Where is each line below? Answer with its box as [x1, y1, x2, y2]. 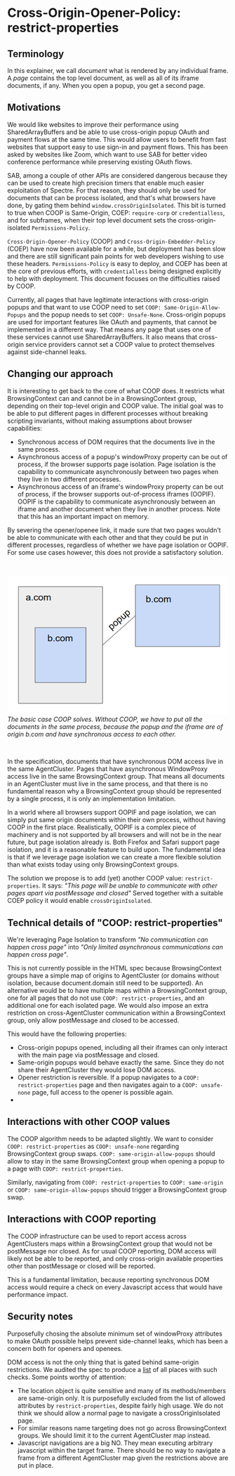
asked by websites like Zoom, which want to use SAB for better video [7, 150, 208, 159]
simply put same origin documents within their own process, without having [7, 816, 226, 824]
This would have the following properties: [7, 1030, 127, 1039]
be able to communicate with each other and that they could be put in [7, 533, 209, 541]
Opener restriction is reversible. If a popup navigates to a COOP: [17, 1073, 200, 1082]
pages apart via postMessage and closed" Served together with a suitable [7, 889, 223, 897]
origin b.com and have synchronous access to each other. [7, 730, 177, 739]
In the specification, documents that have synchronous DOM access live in [7, 757, 223, 766]
